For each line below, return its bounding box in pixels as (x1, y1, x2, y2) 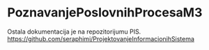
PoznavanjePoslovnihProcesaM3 (7, 5, 203, 21)
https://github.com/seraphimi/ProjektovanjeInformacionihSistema (7, 34, 195, 42)
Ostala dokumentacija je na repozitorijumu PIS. (7, 27, 141, 36)
